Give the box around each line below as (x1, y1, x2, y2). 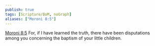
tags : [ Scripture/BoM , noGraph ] (5, 12, 72, 17)
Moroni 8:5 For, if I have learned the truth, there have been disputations (5, 30, 150, 36)
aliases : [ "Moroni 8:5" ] (5, 16, 56, 21)
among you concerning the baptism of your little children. (5, 35, 122, 41)
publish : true (5, 7, 35, 12)
